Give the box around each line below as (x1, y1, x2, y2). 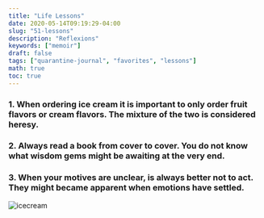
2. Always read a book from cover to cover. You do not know (8, 140, 249, 152)
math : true (8, 65, 45, 73)
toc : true (8, 72, 42, 80)
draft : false (8, 49, 52, 57)
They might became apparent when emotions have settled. (8, 182, 245, 194)
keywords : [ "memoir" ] (8, 42, 82, 50)
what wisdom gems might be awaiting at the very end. (8, 150, 225, 161)
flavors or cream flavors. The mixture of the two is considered (8, 108, 256, 119)
